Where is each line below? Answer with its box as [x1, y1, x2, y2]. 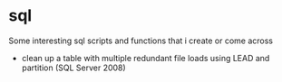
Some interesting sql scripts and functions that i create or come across [8, 35, 274, 46]
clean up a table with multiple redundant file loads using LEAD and [21, 52, 270, 63]
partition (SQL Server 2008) [21, 62, 126, 73]
